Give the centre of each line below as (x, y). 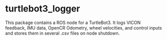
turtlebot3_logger (43, 9)
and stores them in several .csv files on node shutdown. (63, 33)
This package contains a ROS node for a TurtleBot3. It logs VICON (73, 22)
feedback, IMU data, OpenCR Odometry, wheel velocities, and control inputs (83, 27)
